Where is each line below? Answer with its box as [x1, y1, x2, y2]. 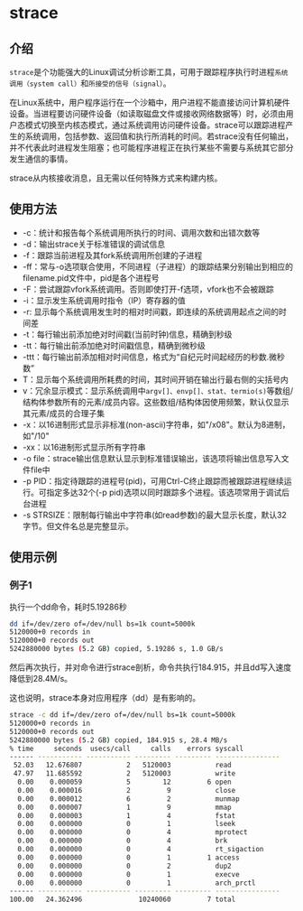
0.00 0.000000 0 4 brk [17, 836, 228, 846]
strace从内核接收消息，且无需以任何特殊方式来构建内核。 [9, 172, 223, 183]
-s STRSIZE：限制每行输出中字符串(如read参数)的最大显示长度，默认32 [22, 509, 287, 520]
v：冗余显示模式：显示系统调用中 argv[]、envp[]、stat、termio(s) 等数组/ [22, 385, 294, 395]
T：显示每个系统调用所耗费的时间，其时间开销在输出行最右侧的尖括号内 [22, 374, 289, 385]
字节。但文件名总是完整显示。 [22, 520, 133, 531]
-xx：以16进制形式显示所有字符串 [22, 442, 146, 452]
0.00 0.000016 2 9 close [17, 786, 236, 795]
